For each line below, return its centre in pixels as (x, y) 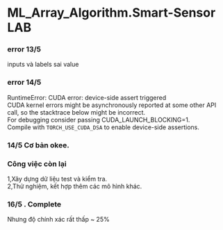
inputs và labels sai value (43, 65)
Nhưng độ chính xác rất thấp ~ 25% (58, 220)
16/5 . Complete (34, 204)
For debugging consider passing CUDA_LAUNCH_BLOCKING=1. (99, 120)
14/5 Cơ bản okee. (38, 145)
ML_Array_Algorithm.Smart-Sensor (111, 13)
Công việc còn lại (37, 163)
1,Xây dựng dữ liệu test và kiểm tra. (57, 179)
